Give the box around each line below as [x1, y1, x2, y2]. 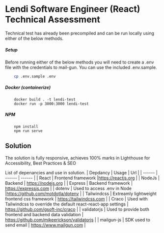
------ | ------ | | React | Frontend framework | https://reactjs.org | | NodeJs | [5, 175, 160, 181]
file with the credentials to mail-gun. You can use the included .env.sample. [5, 64, 157, 70]
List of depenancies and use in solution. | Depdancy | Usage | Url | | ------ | [5, 169, 158, 175]
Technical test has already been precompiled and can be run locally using [5, 30, 155, 36]
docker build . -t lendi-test [14, 97, 76, 102]
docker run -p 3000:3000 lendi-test [14, 101, 89, 106]
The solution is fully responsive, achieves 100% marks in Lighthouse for [5, 155, 151, 161]
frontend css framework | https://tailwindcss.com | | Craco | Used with [5, 196, 148, 201]
